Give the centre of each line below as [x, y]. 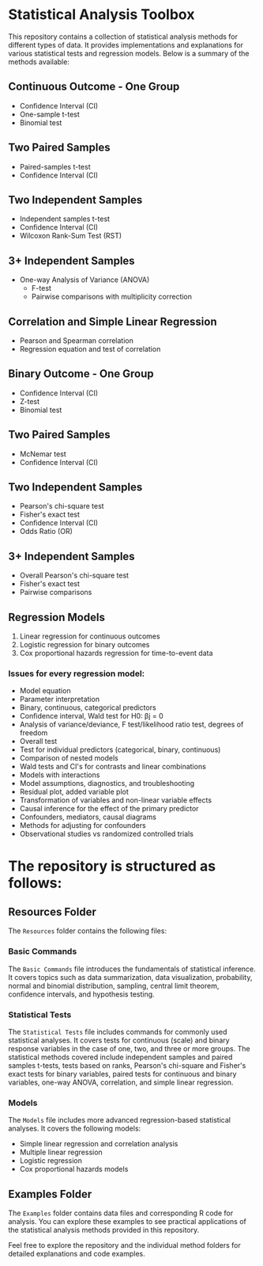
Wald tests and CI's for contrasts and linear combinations [113, 767]
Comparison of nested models [69, 758]
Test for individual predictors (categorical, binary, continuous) [120, 749]
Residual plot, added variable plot [74, 792]
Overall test [38, 742]
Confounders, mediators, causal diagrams [88, 817]
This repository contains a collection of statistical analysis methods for [123, 36]
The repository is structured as [112, 866]
